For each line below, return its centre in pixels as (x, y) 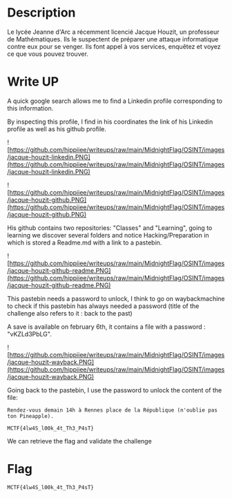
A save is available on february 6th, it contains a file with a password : (106, 327)
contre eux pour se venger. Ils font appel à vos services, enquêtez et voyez (114, 46)
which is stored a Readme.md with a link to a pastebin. (85, 242)
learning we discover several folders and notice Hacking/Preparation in (108, 235)
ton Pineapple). (30, 416)
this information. (30, 108)
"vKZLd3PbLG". (29, 334)
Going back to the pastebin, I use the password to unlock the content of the (115, 390)
